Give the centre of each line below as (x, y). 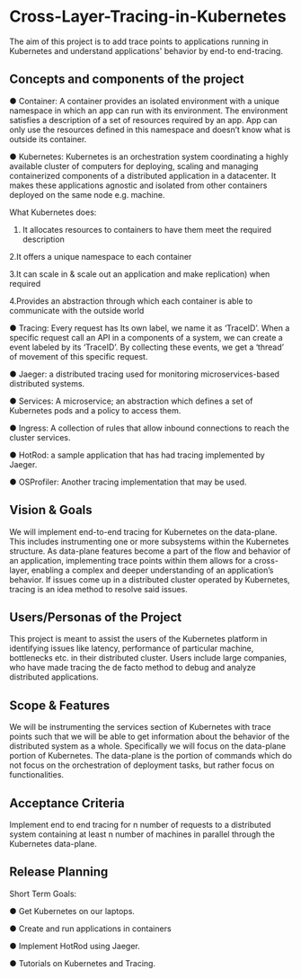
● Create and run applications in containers (91, 929)
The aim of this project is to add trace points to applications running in (139, 41)
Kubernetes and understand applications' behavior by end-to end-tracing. (146, 50)
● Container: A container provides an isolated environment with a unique (145, 101)
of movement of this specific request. (79, 356)
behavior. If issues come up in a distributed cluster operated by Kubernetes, (150, 579)
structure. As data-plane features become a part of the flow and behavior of (150, 551)
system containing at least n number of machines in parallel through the (142, 834)
